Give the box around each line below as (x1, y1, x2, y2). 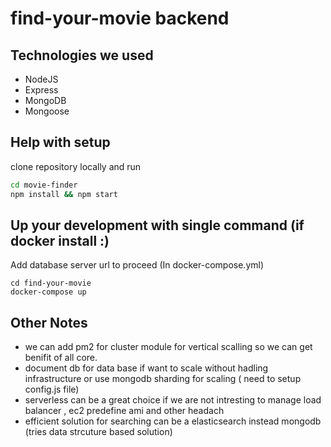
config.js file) (24, 383, 80, 396)
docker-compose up (10, 287, 87, 297)
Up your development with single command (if (10, 217, 305, 234)
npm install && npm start (10, 189, 118, 199)
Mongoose (24, 105, 70, 117)
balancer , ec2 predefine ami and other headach (24, 405, 225, 417)
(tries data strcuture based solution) (24, 426, 173, 438)
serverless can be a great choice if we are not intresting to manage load (24, 394, 322, 406)
